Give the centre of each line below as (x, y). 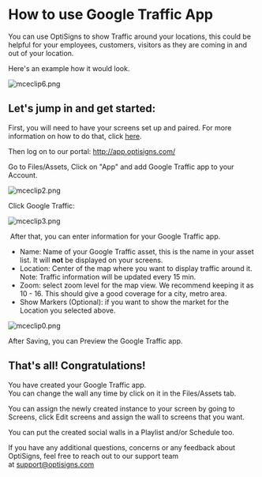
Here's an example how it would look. (69, 68)
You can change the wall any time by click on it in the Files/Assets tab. (122, 393)
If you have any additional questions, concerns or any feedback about (122, 447)
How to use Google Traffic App (110, 15)
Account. (23, 175)
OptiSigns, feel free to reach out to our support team (94, 456)
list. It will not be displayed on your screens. (91, 260)
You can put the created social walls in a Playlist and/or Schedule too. (122, 432)
